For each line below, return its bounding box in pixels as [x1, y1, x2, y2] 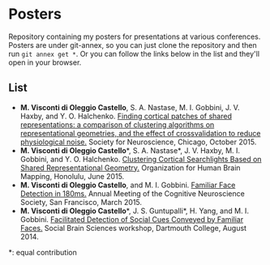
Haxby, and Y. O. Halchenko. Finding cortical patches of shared [19, 111, 233, 121]
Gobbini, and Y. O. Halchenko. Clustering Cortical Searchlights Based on [19, 154, 262, 164]
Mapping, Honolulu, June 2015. [19, 171, 125, 181]
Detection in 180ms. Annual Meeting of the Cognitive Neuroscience [19, 188, 245, 199]
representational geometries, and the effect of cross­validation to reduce [19, 128, 261, 138]
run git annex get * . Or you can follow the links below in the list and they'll [8, 49, 260, 58]
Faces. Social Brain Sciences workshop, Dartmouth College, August [19, 223, 247, 233]
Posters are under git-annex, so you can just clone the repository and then [8, 40, 257, 49]
